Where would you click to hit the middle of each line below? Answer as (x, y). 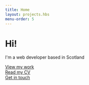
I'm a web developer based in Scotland (45, 57)
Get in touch (18, 78)
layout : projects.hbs (27, 14)
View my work (20, 67)
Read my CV (18, 72)
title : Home (17, 10)
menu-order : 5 (20, 19)
